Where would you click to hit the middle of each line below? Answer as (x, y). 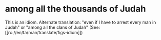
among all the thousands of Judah (76, 9)
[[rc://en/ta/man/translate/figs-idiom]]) (44, 32)
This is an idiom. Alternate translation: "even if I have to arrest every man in (80, 22)
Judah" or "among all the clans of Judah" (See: (52, 27)
